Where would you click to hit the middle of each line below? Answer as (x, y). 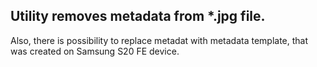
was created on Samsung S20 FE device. (95, 51)
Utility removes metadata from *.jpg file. (138, 16)
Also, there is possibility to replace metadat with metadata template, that (159, 40)
